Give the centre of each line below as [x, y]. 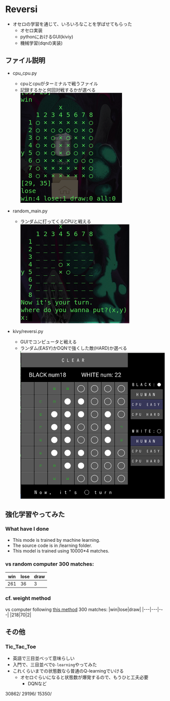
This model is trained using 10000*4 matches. [61, 550]
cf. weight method [28, 598]
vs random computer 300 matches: [50, 564]
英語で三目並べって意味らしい [44, 658]
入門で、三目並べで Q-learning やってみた [55, 665]
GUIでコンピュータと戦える [48, 342]
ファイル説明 [25, 61]
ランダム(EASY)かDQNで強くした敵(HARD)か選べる [74, 348]
